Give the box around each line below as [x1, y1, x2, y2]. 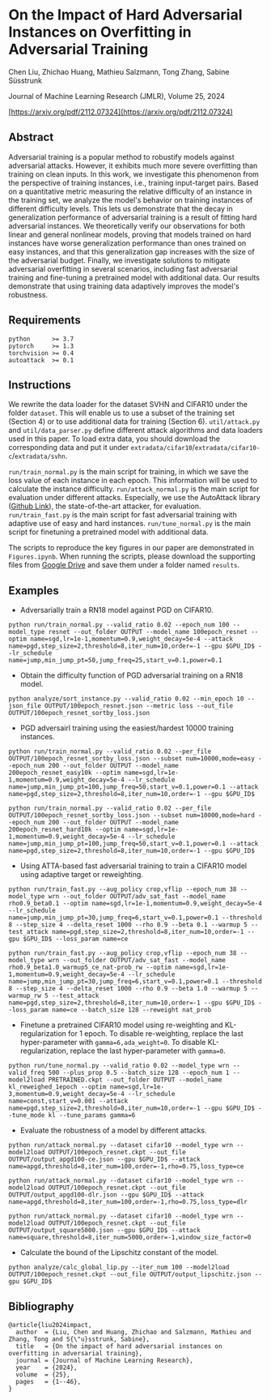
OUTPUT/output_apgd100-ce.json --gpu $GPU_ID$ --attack [8, 1155, 201, 1164]
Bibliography [8, 1299, 74, 1313]
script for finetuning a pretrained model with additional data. [8, 527, 209, 537]
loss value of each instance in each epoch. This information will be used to [8, 476, 257, 486]
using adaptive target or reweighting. [19, 870, 144, 880]
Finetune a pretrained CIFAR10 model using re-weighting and [19, 1020, 224, 1030]
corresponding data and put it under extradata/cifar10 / [8, 443, 196, 452]
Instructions [8, 378, 71, 392]
